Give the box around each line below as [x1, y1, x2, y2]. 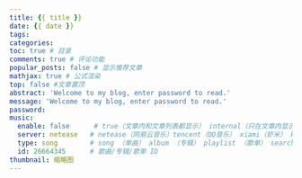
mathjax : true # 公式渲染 [9, 72, 102, 81]
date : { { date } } [9, 22, 75, 31]
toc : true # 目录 [9, 47, 72, 56]
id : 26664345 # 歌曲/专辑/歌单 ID [17, 147, 159, 156]
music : [9, 113, 34, 122]
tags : [9, 30, 30, 39]
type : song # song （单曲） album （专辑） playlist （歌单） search [17, 138, 295, 147]
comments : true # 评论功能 [9, 55, 105, 64]
